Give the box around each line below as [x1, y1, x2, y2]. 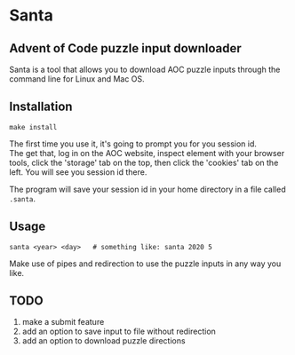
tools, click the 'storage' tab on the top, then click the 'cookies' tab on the [9, 157, 279, 168]
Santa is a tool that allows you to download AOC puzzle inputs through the [9, 64, 281, 75]
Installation [9, 99, 73, 114]
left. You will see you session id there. [9, 166, 147, 177]
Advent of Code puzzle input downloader [9, 41, 242, 56]
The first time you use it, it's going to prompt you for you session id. [9, 138, 258, 149]
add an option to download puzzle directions [21, 335, 186, 346]
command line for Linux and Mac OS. [9, 74, 145, 84]
